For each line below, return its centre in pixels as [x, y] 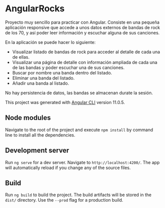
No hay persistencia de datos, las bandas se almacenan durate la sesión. [79, 93]
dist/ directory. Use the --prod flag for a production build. [64, 200]
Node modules [28, 118]
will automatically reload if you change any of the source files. [68, 168]
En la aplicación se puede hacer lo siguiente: [50, 42]
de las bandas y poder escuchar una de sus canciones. [68, 68]
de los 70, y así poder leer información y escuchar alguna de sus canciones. [82, 33]
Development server [37, 151]
